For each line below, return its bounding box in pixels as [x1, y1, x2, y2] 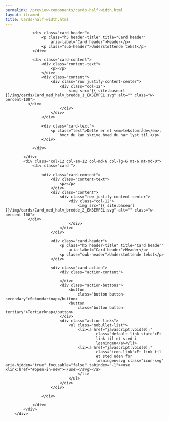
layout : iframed [5, 12, 39, 17]
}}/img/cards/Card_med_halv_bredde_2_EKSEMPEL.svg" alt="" [5, 208, 133, 213]
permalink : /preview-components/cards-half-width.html [5, 7, 123, 13]
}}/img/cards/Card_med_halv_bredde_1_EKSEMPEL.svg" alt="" [5, 93, 133, 98]
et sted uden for [96, 354, 133, 359]
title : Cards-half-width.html [5, 17, 69, 22]
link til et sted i [96, 336, 137, 342]
